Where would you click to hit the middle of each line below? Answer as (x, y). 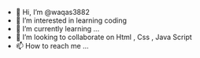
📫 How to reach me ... (52, 46)
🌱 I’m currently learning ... (57, 29)
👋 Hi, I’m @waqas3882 (53, 12)
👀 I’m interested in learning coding (71, 20)
